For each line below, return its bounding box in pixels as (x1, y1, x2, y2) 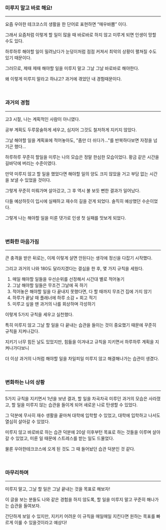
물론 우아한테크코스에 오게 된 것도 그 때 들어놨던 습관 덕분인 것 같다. (5, 446, 135, 452)
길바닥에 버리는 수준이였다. (5, 160, 57, 166)
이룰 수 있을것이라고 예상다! (14, 520, 68, 526)
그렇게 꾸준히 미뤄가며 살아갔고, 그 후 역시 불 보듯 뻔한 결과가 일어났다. (5, 187, 141, 193)
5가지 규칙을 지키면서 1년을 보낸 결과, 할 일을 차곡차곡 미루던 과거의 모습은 (5, 396, 148, 402)
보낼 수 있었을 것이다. (10, 177, 51, 183)
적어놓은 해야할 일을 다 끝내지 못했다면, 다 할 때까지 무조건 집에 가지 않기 (12, 288, 152, 294)
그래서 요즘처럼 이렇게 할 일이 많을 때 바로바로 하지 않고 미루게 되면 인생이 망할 (5, 32, 157, 38)
